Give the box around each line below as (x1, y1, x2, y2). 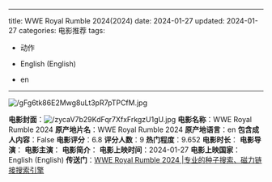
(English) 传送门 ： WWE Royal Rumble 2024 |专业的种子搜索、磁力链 (34, 155, 262, 164)
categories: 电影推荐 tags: (19, 26, 105, 35)
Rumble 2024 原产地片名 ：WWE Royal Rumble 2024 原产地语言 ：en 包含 (8, 125, 253, 134)
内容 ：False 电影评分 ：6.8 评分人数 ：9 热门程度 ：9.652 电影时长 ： (15, 135, 239, 144)
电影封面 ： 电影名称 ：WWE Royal (8, 115, 253, 124)
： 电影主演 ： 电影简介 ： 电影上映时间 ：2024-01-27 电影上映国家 (15, 145, 233, 154)
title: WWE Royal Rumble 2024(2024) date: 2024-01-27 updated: (8, 16, 225, 25)
